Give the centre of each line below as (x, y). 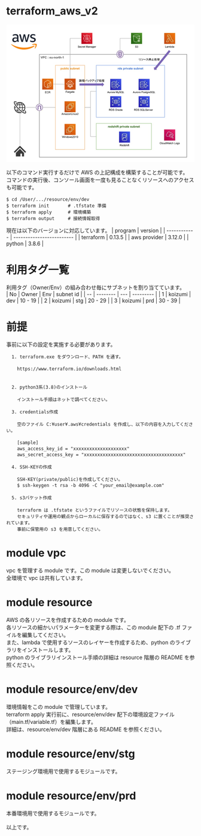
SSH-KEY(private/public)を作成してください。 (70, 480)
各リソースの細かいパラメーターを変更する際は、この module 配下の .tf (93, 627)
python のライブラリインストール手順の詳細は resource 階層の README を (98, 657)
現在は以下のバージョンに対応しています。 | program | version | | (86, 231)
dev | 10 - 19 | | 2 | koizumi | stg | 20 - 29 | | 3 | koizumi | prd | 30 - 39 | (93, 300)
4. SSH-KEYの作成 (32, 467)
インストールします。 (48, 650)
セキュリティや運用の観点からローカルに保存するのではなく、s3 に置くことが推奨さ (106, 517)
